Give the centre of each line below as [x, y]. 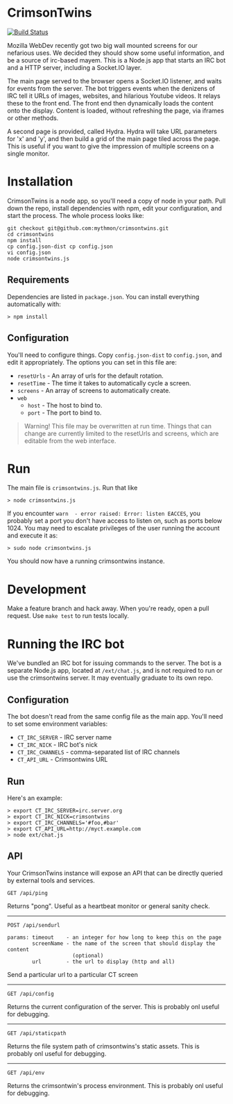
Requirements [38, 280]
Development [47, 589]
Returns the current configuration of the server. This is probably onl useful [113, 1006]
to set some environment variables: [58, 724]
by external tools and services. [51, 880]
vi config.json [29, 252]
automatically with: [34, 304]
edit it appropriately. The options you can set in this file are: [92, 362]
